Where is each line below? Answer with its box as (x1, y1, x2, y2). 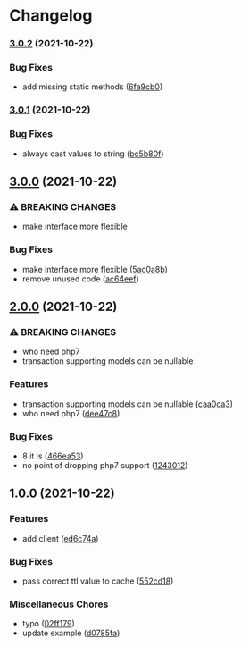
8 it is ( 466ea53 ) (21, 450, 84, 461)
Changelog (9, 5, 93, 26)
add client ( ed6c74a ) (21, 533, 99, 543)
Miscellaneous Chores (9, 598, 109, 610)
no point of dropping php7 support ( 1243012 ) (21, 459, 188, 470)
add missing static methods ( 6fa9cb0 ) (21, 81, 163, 92)
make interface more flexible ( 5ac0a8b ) (21, 264, 168, 274)
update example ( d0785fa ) (21, 627, 120, 639)
